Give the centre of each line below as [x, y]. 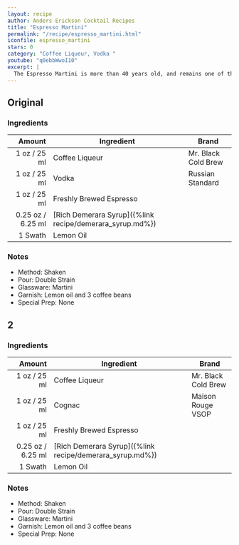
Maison [204, 397]
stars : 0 [20, 47]
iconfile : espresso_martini [49, 41]
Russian [202, 174]
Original [26, 102]
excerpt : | [23, 67]
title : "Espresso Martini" [47, 27]
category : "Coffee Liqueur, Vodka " [62, 54]
